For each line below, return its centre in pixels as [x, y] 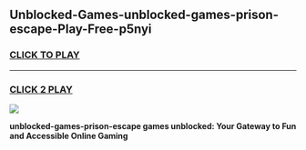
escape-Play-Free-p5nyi [81, 30]
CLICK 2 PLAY [41, 89]
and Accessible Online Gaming [69, 135]
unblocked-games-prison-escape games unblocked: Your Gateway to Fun [153, 125]
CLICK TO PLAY [45, 55]
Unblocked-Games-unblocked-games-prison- [144, 15]
